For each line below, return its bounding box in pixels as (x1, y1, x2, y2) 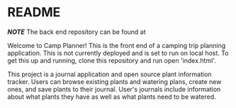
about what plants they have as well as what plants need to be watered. (7, 92, 216, 101)
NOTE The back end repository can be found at (7, 28, 147, 36)
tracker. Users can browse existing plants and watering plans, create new (7, 77, 222, 85)
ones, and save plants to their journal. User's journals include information (7, 85, 221, 93)
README (7, 4, 61, 20)
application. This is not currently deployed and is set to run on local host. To (7, 49, 229, 57)
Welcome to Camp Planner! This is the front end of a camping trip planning (7, 41, 226, 49)
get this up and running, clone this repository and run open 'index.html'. (7, 56, 216, 64)
